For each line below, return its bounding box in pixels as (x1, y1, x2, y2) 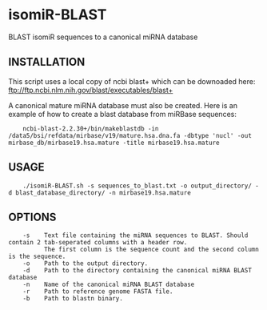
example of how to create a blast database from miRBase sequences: (8, 109, 237, 119)
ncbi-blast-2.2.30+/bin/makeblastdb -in (22, 124, 159, 133)
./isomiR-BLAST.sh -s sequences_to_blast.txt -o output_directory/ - (22, 182, 260, 190)
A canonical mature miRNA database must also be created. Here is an (8, 100, 238, 110)
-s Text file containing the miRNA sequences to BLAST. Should (22, 231, 249, 240)
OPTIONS (8, 210, 57, 223)
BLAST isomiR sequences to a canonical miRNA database (8, 32, 198, 42)
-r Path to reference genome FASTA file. (22, 288, 173, 296)
